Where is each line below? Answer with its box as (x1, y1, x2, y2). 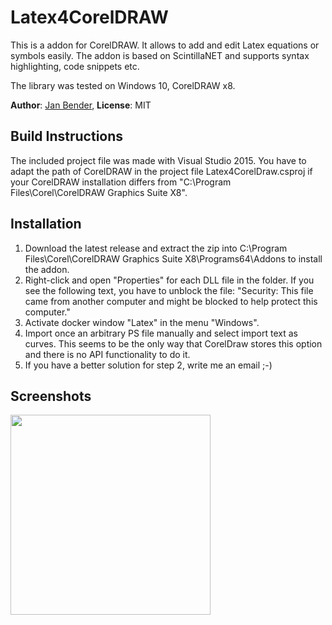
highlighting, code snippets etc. (10, 60, 140, 72)
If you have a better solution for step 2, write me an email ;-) (24, 359, 273, 371)
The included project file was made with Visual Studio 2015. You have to (10, 154, 307, 166)
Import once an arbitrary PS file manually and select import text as (24, 327, 298, 339)
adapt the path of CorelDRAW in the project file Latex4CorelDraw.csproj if (10, 165, 313, 177)
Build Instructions (10, 128, 124, 145)
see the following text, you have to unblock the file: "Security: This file (24, 284, 314, 296)
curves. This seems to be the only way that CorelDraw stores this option (24, 337, 323, 350)
